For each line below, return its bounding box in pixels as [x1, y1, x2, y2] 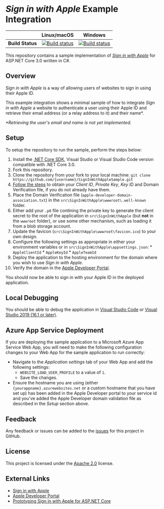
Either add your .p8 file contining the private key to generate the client [12, 207, 154, 213]
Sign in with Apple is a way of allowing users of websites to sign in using [5, 85, 151, 91]
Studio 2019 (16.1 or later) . [5, 312, 58, 318]
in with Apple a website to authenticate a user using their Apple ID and [5, 104, 147, 111]
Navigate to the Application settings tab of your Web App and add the [12, 359, 153, 365]
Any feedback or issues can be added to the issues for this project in [5, 428, 144, 433]
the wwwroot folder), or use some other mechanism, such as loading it [12, 218, 152, 224]
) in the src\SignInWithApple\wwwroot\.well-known [45, 197, 146, 203]
